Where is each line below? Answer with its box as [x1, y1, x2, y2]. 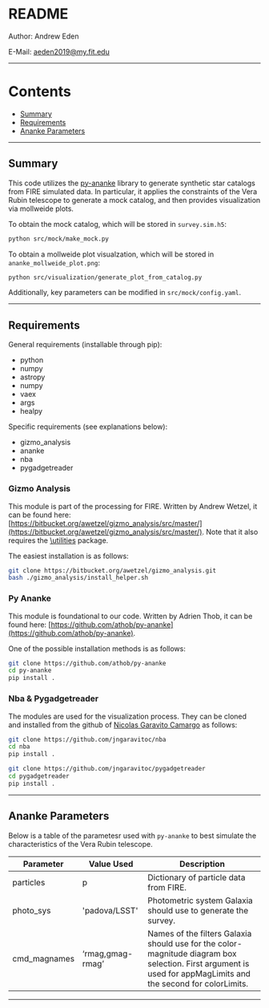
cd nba [8, 743, 30, 751]
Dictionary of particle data [147, 872, 246, 883]
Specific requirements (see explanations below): [8, 422, 168, 431]
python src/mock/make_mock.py [8, 234, 110, 243]
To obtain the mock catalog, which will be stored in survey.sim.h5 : [8, 219, 227, 229]
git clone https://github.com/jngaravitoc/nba [8, 735, 167, 743]
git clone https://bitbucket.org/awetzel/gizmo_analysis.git [8, 566, 217, 574]
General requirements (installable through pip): [8, 340, 163, 350]
